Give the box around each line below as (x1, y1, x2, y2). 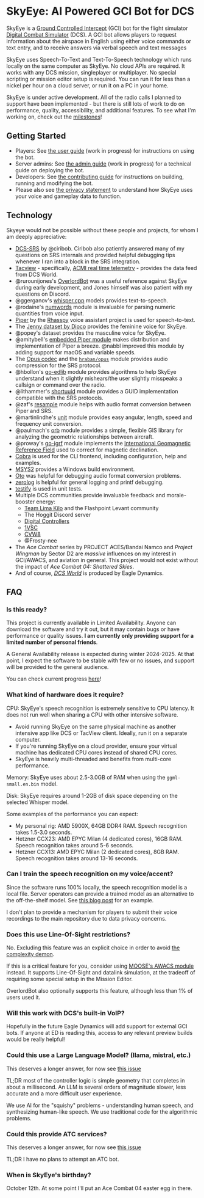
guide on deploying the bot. (15, 166, 85, 173)
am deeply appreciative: (6, 233, 67, 240)
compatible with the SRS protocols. (15, 394, 104, 401)
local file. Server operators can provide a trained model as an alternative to (6, 890, 194, 897)
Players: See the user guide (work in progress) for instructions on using (15, 147, 195, 154)
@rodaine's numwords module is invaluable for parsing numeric (15, 303, 175, 310)
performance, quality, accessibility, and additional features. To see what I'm (6, 106, 196, 114)
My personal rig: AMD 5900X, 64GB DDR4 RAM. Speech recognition (15, 822, 188, 829)
